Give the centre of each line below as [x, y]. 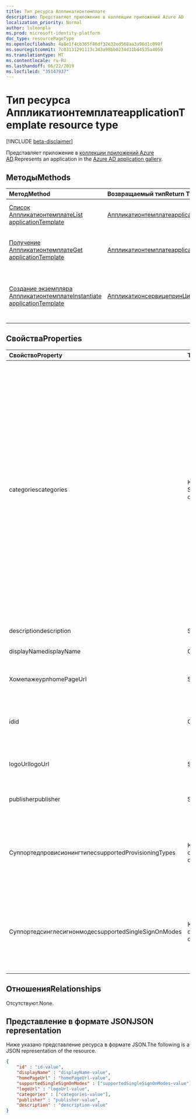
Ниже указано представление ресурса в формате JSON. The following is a [98, 1045]
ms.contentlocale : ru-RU [36, 60]
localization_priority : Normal [44, 22]
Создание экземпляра [41, 289]
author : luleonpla [28, 28]
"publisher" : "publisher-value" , [58, 1100]
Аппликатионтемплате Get [46, 250]
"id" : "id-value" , [40, 1067]
